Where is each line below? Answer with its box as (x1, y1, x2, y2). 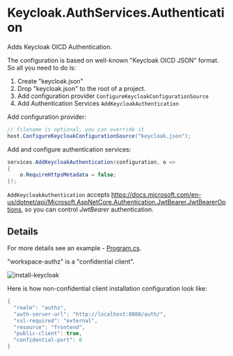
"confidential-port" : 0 (13, 337, 82, 343)
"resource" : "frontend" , (13, 323, 86, 331)
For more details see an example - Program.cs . (7, 244, 142, 252)
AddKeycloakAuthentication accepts (7, 191, 110, 199)
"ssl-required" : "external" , (13, 317, 98, 324)
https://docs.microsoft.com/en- (111, 191, 202, 199)
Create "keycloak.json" (17, 76, 83, 85)
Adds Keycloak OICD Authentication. (7, 42, 113, 51)
